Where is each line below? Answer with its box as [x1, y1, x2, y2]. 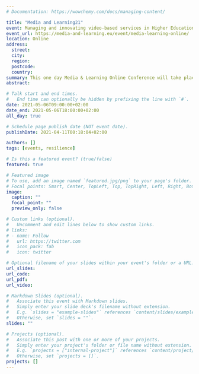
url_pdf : [6, 277, 28, 283]
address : [6, 42, 28, 47]
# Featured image [6, 172, 49, 178]
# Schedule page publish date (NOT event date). [6, 123, 129, 129]
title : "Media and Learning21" [6, 19, 84, 26]
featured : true [6, 161, 44, 167]
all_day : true [6, 113, 41, 119]
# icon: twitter [6, 249, 52, 255]
